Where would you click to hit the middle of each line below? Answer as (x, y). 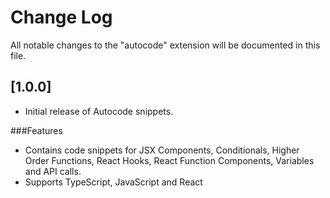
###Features (36, 130)
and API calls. (53, 171)
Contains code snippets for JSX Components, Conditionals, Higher (162, 150)
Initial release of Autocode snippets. (99, 111)
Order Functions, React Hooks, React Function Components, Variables (169, 160)
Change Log (61, 17)
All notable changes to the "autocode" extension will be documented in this (165, 45)
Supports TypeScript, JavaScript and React (113, 182)
